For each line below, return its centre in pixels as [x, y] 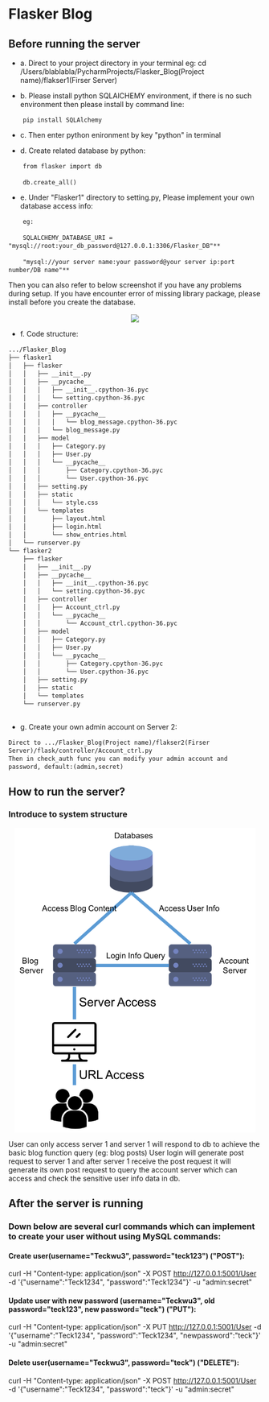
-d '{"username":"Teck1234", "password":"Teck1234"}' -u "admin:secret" [130, 1282]
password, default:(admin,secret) [66, 767]
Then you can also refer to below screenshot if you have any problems [125, 285]
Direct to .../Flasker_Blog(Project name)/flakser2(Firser [109, 743]
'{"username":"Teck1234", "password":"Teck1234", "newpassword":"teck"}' [134, 1336]
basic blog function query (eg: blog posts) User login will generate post [126, 1152]
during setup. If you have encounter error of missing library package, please [134, 294]
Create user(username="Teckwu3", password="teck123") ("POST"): [126, 1255]
